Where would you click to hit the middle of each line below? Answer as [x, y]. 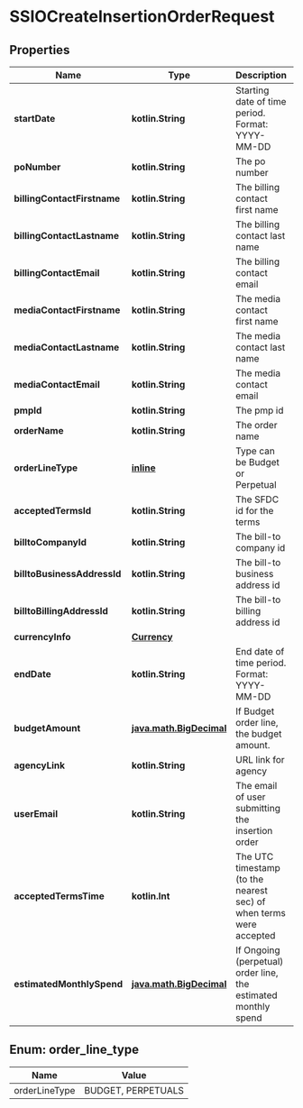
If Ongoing [258, 950]
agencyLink [40, 765]
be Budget [257, 462]
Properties [40, 50]
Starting [252, 90]
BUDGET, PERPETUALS [134, 1090]
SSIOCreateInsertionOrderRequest [142, 17]
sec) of [251, 902]
